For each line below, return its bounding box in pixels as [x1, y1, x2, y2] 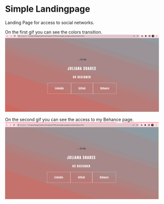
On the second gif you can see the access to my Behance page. [5, 116, 134, 122]
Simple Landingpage [5, 3, 90, 15]
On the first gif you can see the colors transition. [5, 29, 102, 35]
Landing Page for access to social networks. [5, 20, 94, 25]
